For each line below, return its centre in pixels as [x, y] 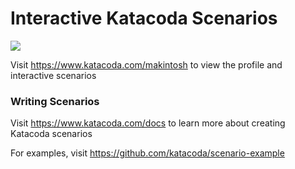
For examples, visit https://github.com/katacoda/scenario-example [147, 153]
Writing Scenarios [55, 101]
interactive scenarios [53, 75]
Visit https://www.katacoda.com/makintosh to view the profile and [146, 64]
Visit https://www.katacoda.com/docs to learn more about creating [148, 123]
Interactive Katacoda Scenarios [144, 18]
